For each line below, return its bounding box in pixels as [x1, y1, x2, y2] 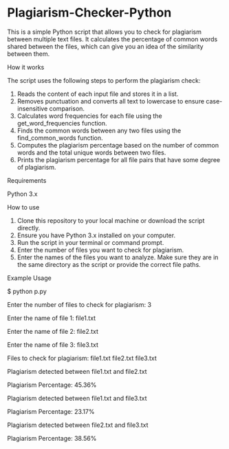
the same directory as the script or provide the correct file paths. [17, 260, 201, 268]
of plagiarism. [17, 163, 56, 171]
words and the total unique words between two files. [17, 148, 166, 157]
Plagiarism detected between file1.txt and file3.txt [7, 394, 147, 402]
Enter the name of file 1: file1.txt [7, 314, 96, 322]
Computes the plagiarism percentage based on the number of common [17, 141, 219, 149]
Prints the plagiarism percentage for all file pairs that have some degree [17, 155, 221, 163]
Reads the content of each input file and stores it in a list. [17, 90, 179, 98]
